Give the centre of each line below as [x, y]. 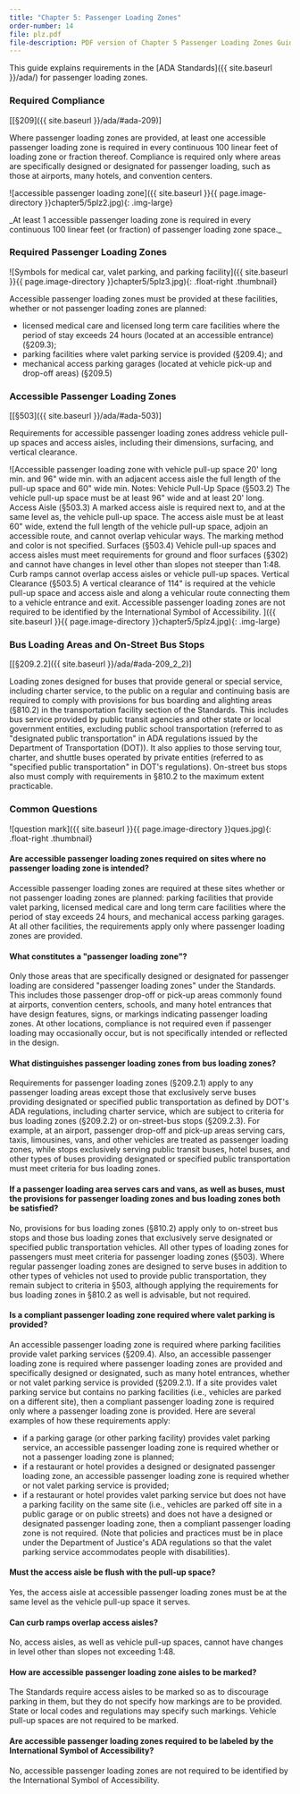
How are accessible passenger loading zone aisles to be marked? [133, 1672]
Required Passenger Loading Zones [88, 252]
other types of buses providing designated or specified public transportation [150, 1159]
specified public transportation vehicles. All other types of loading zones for [149, 1247]
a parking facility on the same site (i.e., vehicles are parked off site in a [152, 1504]
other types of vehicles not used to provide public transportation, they [138, 1275]
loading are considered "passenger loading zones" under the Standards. [143, 986]
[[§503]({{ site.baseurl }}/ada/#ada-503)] [86, 416]
